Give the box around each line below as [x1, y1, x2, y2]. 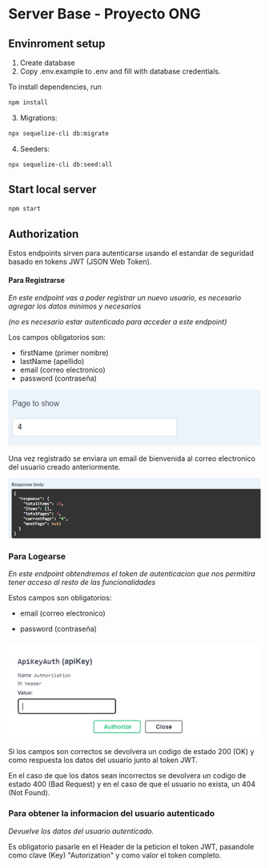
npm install [8, 99, 48, 107]
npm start [8, 205, 42, 213]
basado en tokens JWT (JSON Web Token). [8, 257, 152, 267]
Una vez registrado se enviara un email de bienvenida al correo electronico [8, 454, 256, 463]
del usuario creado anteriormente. [8, 462, 121, 471]
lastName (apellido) [19, 357, 85, 366]
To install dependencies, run [8, 82, 102, 91]
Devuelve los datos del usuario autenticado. [8, 826, 155, 836]
